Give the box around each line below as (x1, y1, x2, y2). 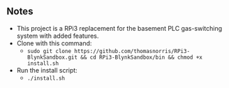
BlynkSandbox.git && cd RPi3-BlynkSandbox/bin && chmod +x (27, 54, 203, 61)
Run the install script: (16, 66, 77, 74)
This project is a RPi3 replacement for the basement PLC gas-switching (16, 24, 223, 32)
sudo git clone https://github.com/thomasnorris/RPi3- (27, 47, 190, 54)
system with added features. (16, 31, 99, 40)
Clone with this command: (16, 38, 92, 47)
